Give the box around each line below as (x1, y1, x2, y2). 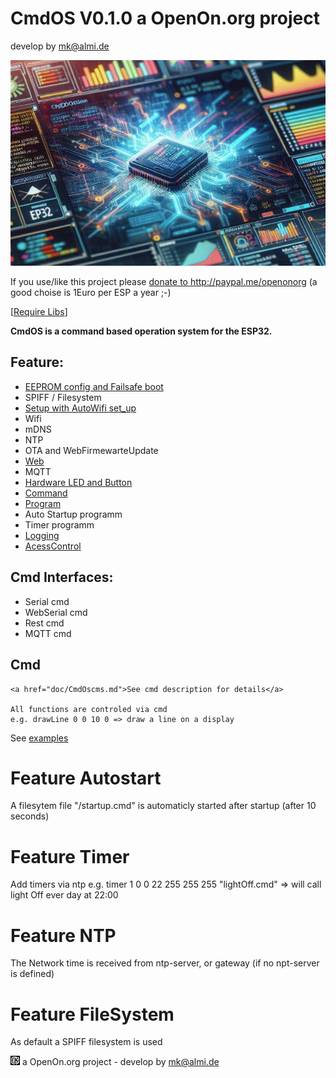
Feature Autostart (10, 767, 162, 789)
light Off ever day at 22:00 (10, 889, 119, 901)
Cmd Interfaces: (10, 569, 114, 586)
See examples (10, 732, 69, 744)
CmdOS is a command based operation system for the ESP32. (10, 325, 273, 337)
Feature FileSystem (10, 1003, 175, 1026)
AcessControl (24, 540, 82, 552)
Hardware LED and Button (24, 476, 133, 488)
